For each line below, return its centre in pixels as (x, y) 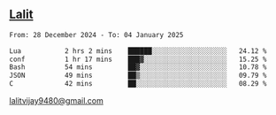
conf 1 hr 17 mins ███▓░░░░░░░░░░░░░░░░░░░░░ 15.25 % (138, 59)
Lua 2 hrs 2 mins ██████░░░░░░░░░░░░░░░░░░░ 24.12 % (138, 51)
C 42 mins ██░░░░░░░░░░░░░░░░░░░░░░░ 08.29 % (138, 84)
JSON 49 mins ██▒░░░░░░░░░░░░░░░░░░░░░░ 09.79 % (138, 76)
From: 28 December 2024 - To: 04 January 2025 (96, 34)
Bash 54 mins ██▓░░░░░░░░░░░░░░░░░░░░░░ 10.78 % (138, 67)
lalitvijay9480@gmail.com (56, 101)
